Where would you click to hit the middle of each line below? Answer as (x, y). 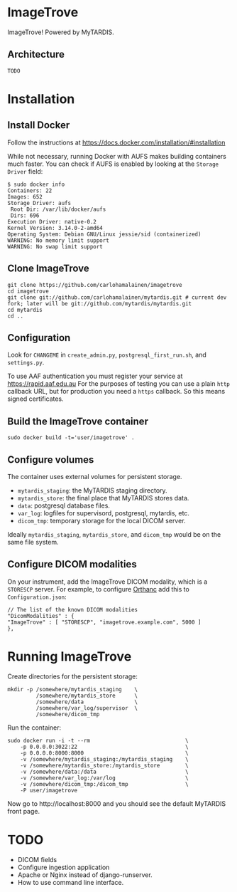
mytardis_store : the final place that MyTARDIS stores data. (103, 498)
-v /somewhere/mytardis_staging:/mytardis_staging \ (105, 759)
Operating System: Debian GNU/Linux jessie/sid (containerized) (104, 234)
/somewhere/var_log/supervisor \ (87, 708)
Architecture (36, 54)
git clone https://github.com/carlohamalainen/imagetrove (95, 285)
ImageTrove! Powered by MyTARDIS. (61, 32)
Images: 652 (25, 196)
